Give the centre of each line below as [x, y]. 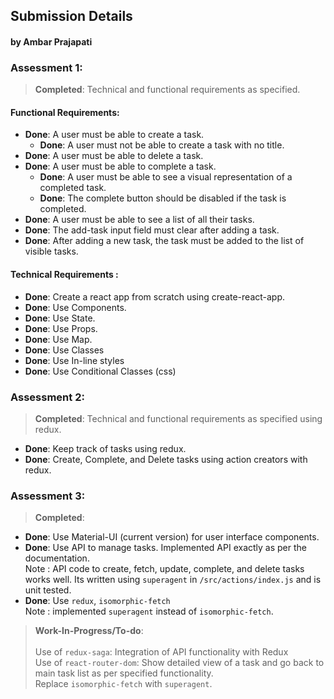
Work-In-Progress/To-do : [89, 631]
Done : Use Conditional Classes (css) [100, 371]
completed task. [73, 188]
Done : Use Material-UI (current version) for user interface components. [172, 537]
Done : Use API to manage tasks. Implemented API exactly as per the [166, 548]
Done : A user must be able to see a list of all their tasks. [139, 220]
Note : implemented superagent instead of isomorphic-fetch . [149, 611]
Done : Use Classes [64, 350]
